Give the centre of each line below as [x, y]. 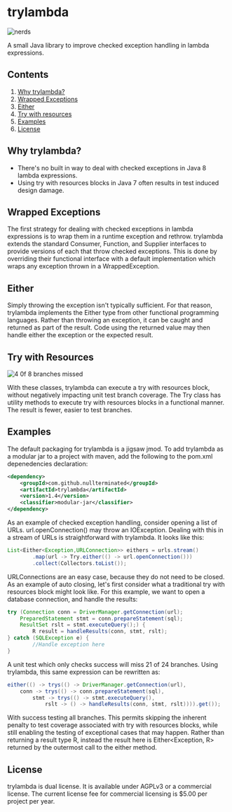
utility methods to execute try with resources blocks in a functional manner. [116, 402]
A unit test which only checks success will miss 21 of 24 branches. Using [113, 664]
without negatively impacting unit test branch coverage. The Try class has [114, 395]
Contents [28, 75]
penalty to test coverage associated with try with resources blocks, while [113, 725]
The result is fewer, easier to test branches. [70, 410]
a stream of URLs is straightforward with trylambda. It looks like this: [106, 538]
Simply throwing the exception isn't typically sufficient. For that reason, [110, 305]
